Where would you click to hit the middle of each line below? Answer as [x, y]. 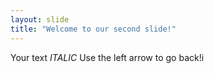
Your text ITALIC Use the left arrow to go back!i [107, 57]
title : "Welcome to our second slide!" [93, 29]
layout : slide [40, 19]
